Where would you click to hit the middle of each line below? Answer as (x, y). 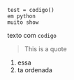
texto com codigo (32, 35)
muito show (23, 22)
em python (22, 16)
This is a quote (46, 49)
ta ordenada (35, 70)
